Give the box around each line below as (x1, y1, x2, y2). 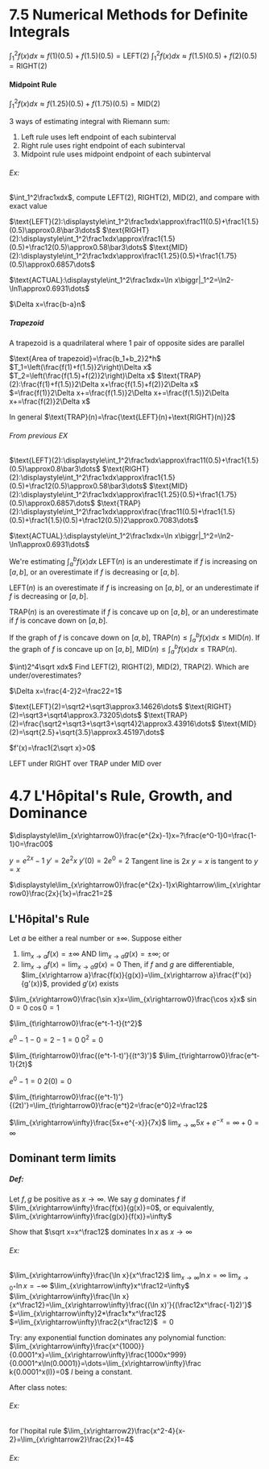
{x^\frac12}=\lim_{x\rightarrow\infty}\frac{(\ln (9, 1300, 159, 1309)
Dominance (9, 803, 88, 822)
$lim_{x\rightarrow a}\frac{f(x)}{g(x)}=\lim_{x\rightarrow (20, 969, 208, 980)
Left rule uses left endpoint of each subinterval (20, 132, 176, 142)
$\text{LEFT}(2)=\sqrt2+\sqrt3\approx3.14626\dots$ (9, 701, 184, 711)
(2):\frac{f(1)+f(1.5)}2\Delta (9, 380, 99, 389)
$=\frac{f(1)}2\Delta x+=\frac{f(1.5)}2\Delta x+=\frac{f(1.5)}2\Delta (9, 388, 230, 398)
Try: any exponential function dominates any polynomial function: (9, 1332, 226, 1342)
